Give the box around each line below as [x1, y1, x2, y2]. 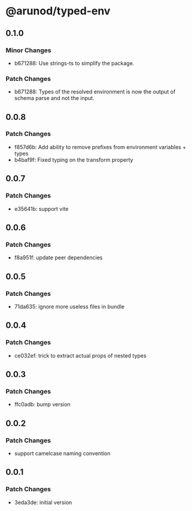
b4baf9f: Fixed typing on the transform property [14, 156, 133, 163]
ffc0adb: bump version [14, 401, 71, 408]
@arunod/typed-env [5, 4, 111, 18]
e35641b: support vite [14, 205, 69, 212]
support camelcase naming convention [14, 449, 111, 456]
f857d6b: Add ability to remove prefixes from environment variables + [14, 143, 187, 150]
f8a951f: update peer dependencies [14, 254, 103, 261]
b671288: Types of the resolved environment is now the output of [14, 88, 176, 95]
